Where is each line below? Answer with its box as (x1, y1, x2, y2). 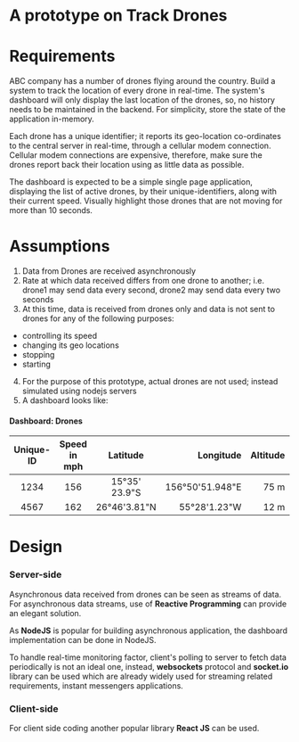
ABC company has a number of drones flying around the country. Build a (9, 76, 276, 87)
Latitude (108, 449, 144, 462)
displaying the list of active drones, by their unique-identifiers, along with (9, 186, 278, 197)
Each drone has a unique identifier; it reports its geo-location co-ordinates (9, 131, 282, 142)
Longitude (197, 449, 242, 462)
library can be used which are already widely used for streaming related (9, 671, 273, 681)
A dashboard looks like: (21, 395, 109, 406)
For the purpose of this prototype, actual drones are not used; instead (21, 376, 279, 387)
